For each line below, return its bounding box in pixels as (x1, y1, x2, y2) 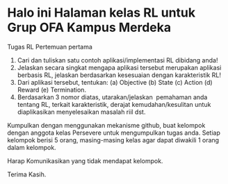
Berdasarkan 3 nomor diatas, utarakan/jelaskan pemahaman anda (17, 92, 208, 101)
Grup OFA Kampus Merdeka (7, 19, 172, 35)
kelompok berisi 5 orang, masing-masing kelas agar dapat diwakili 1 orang (7, 135, 220, 144)
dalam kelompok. (7, 143, 57, 151)
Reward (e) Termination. (17, 85, 87, 94)
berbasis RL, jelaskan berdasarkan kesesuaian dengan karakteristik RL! (17, 71, 221, 79)
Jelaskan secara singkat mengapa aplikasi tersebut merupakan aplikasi (17, 63, 222, 72)
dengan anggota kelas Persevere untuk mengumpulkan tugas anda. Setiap (7, 128, 220, 137)
